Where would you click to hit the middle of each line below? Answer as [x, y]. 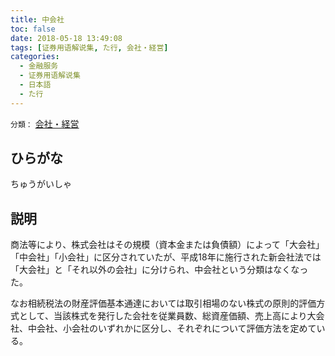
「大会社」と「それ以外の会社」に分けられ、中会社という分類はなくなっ [159, 270]
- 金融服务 [39, 66]
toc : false [33, 29]
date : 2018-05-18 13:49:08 [66, 38]
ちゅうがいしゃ [41, 184]
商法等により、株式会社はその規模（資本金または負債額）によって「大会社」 [167, 245]
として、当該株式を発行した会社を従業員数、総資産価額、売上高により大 [167, 316]
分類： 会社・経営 [45, 123]
